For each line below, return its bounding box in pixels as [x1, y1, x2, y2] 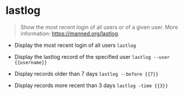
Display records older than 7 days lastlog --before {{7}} [14, 70, 159, 77]
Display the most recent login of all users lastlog [14, 41, 136, 49]
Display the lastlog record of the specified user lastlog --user [14, 53, 170, 60]
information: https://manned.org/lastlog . [20, 29, 120, 37]
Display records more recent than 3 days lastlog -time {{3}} [14, 82, 168, 89]
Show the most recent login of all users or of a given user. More [20, 23, 179, 31]
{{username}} [14, 60, 48, 66]
